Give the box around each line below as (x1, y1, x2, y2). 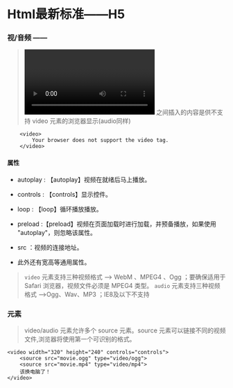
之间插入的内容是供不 (155, 108, 217, 117)
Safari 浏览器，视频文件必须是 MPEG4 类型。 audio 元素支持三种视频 (24, 281, 221, 289)
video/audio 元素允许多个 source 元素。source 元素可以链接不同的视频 (24, 326, 226, 334)
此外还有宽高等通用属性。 (17, 258, 91, 266)
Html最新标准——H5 (7, 6, 126, 22)
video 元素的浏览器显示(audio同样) (32, 117, 131, 125)
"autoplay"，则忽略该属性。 (17, 228, 97, 236)
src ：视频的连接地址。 (17, 243, 83, 251)
